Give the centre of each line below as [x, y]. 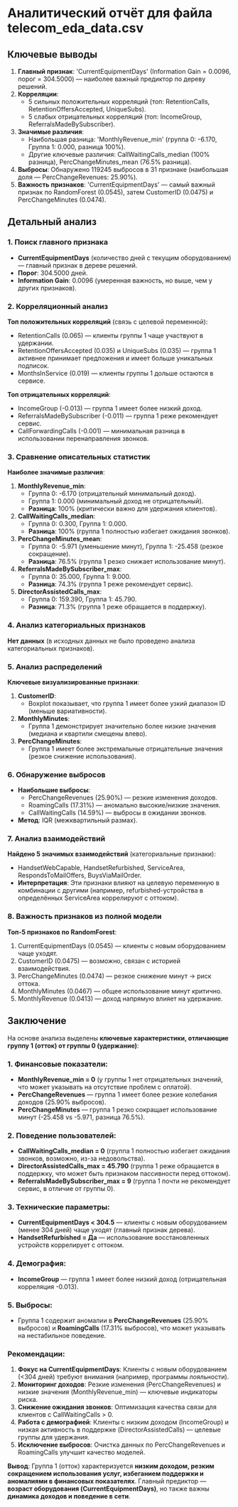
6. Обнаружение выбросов [56, 774]
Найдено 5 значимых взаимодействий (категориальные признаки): [112, 854]
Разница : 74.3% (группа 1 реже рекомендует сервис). [110, 584]
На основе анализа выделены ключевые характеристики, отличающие [118, 1038]
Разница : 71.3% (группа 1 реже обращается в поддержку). [118, 607]
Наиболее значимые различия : [56, 472]
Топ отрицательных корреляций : [59, 394]
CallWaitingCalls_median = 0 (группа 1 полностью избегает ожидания [124, 1151]
